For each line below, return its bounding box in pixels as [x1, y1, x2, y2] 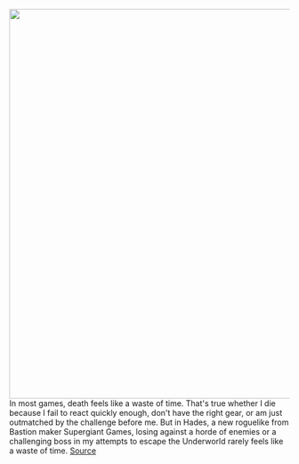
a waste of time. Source [9, 445, 96, 456]
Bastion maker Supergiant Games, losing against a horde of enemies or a [9, 427, 277, 436]
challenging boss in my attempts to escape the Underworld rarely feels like [9, 436, 284, 446]
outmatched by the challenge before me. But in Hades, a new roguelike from [9, 417, 289, 427]
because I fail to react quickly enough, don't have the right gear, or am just [9, 408, 283, 418]
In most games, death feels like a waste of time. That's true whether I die [9, 398, 276, 409]
